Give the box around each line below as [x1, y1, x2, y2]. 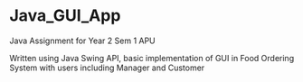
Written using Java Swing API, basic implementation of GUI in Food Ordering [9, 52, 295, 63]
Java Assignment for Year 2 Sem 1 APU [9, 35, 156, 46]
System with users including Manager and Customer [9, 62, 205, 73]
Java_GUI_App [9, 5, 121, 26]
